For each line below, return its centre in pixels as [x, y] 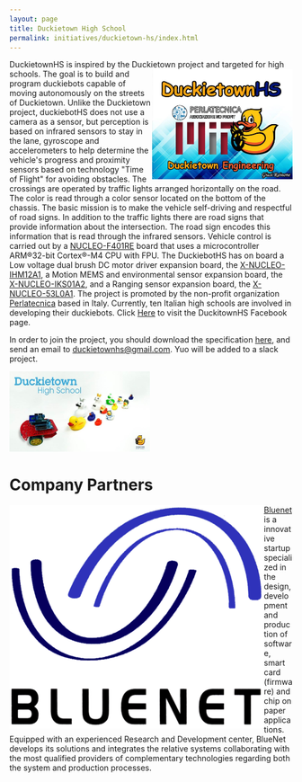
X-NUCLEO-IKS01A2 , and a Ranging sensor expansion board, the [130, 284]
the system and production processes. [81, 768]
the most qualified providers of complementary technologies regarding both [150, 758]
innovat [278, 529]
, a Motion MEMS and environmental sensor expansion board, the [161, 275]
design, [278, 586]
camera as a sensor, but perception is [79, 122]
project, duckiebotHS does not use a [77, 112]
